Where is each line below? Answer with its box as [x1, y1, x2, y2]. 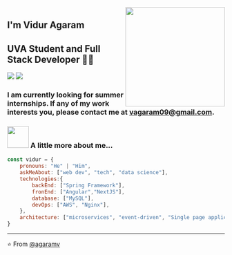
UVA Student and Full [7, 43, 101, 55]
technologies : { [19, 176, 64, 182]
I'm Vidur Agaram [7, 19, 85, 31]
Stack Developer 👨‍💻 [7, 53, 95, 65]
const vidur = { [7, 156, 54, 163]
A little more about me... [30, 141, 113, 151]
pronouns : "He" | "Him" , [19, 162, 91, 170]
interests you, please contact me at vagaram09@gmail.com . [7, 107, 215, 117]
